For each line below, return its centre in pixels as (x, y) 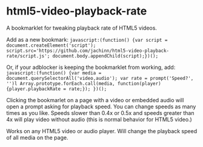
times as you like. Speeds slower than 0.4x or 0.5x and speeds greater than (100, 113)
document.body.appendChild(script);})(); (105, 56)
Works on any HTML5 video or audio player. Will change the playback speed (102, 131)
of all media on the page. (37, 137)
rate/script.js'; (28, 56)
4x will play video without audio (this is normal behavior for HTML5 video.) (99, 119)
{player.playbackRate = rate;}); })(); (57, 89)
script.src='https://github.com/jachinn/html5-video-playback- (88, 51)
